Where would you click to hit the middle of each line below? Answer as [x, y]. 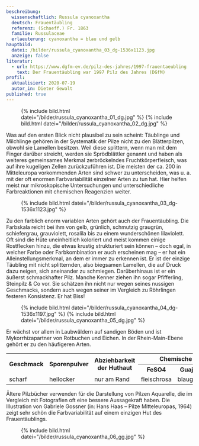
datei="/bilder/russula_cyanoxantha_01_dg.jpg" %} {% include [97, 117]
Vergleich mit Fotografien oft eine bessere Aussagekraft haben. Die [88, 400]
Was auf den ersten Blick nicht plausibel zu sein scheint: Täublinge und [93, 135]
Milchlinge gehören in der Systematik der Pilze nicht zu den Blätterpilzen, [95, 141]
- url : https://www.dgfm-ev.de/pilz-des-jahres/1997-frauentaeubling [99, 67]
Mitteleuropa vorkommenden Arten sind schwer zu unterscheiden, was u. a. [99, 173]
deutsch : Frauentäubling [42, 22]
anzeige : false [30, 56]
